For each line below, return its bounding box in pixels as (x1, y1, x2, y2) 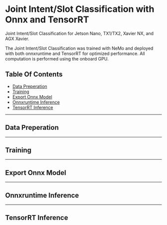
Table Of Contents (5, 70, 63, 79)
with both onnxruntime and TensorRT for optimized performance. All (5, 51, 145, 56)
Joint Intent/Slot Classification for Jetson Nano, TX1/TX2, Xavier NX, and (5, 30, 154, 36)
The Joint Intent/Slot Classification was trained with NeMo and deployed (5, 45, 154, 51)
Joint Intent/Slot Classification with (5, 3, 155, 15)
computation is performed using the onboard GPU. (5, 56, 109, 61)
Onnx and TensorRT (5, 14, 89, 25)
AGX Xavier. (5, 36, 30, 42)
